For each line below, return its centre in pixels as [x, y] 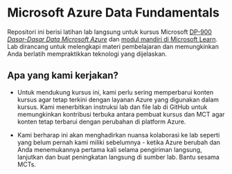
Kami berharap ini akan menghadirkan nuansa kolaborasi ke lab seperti [118, 135]
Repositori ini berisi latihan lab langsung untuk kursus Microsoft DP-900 [110, 32]
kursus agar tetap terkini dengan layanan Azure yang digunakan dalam [118, 99]
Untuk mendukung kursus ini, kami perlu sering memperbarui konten [115, 92]
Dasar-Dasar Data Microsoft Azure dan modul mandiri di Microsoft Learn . [113, 39]
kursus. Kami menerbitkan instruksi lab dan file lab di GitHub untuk [112, 107]
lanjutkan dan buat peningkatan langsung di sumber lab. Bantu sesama [118, 157]
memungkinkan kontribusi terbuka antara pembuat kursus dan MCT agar [121, 114]
